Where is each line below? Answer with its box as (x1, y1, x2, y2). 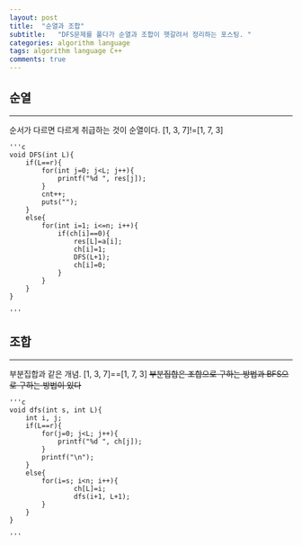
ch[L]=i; (73, 484, 106, 493)
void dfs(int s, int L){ (9, 406, 102, 415)
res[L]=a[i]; (73, 237, 123, 246)
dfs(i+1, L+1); (73, 492, 130, 501)
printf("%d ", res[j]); (57, 174, 147, 183)
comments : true (9, 55, 67, 64)
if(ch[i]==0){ (57, 228, 111, 238)
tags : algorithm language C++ (9, 47, 123, 56)
